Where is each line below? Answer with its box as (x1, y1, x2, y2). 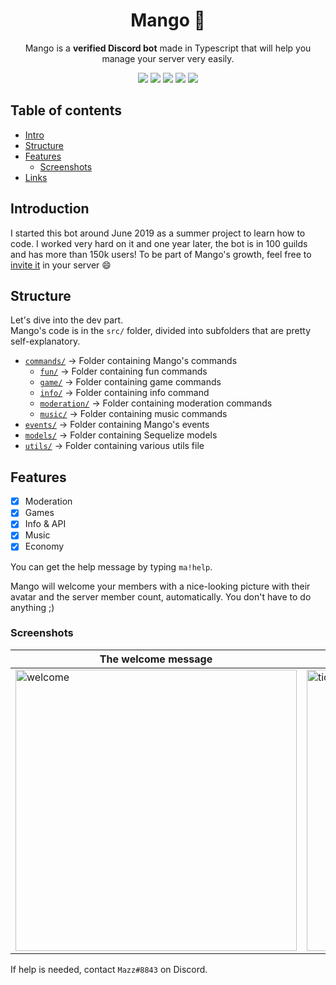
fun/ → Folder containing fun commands (39, 365, 208, 378)
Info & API (24, 518, 67, 530)
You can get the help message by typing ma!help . (10, 560, 213, 573)
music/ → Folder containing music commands (39, 408, 228, 420)
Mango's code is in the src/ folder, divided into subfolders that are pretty (10, 325, 311, 337)
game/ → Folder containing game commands (39, 376, 222, 388)
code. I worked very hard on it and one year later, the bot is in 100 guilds (10, 237, 308, 249)
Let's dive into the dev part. (10, 314, 124, 326)
